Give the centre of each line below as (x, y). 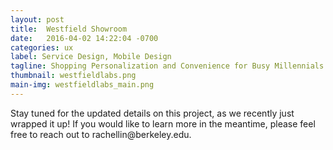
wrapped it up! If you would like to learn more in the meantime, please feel (163, 123)
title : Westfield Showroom (69, 29)
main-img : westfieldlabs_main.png (82, 85)
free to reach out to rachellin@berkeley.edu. (101, 134)
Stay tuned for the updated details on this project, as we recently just (152, 113)
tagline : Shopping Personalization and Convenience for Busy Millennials (167, 66)
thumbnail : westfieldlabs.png (73, 76)
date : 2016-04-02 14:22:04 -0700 (84, 38)
